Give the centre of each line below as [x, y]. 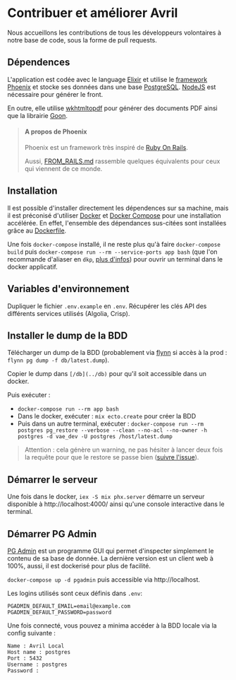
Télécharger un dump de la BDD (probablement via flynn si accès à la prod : [117, 353]
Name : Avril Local [36, 646]
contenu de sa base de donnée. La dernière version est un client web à [110, 558]
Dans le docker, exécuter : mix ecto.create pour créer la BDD [107, 416]
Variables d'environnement [68, 289]
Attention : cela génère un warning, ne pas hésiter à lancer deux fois [124, 450]
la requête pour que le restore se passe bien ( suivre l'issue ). [112, 457]
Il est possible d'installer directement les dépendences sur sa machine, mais [118, 208]
